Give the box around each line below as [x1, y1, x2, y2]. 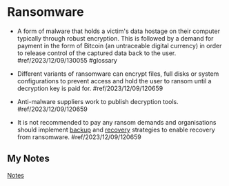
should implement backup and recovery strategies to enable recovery [17, 125, 215, 134]
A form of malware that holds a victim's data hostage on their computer [17, 27, 221, 35]
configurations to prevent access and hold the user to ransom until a [17, 76, 212, 85]
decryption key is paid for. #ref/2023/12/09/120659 [17, 84, 163, 92]
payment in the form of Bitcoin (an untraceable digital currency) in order [17, 41, 222, 50]
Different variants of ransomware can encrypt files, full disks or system [17, 70, 219, 78]
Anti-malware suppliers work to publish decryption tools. [17, 97, 179, 105]
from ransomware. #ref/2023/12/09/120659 [17, 132, 141, 141]
